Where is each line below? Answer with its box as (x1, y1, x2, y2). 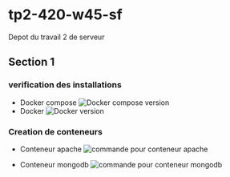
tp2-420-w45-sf (8, 6, 123, 24)
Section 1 (8, 55, 54, 69)
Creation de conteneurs (8, 126, 103, 137)
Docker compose (19, 98, 78, 107)
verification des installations (8, 79, 122, 91)
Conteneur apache (19, 144, 83, 154)
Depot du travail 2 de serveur (8, 32, 105, 42)
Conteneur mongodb (19, 159, 90, 169)
